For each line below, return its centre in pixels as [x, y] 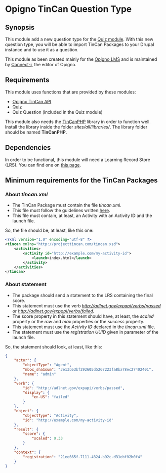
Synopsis [20, 27]
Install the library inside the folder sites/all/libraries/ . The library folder [76, 127]
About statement [26, 284]
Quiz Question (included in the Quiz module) [57, 112]
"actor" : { [25, 360]
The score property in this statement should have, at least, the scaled [83, 316]
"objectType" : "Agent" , [47, 365]
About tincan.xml [26, 194]
